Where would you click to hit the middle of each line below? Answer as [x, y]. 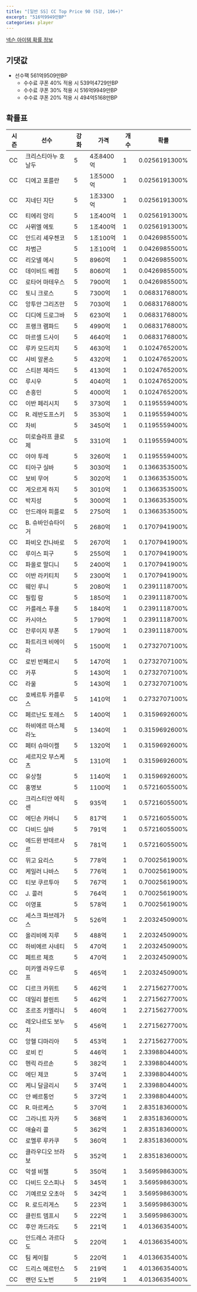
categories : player [30, 22]
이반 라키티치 [43, 576]
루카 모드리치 [43, 348]
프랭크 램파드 [43, 326]
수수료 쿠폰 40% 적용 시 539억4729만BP [71, 83]
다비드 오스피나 [45, 1183]
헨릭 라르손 [40, 1063]
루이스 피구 [40, 554]
